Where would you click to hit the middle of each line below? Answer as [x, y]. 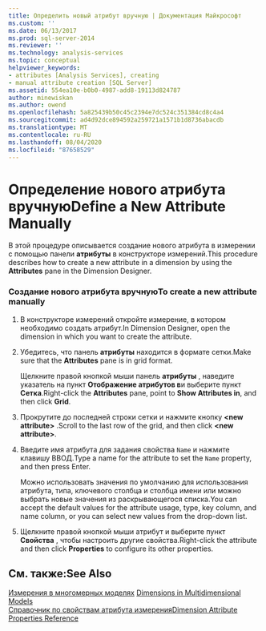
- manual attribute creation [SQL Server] [80, 82]
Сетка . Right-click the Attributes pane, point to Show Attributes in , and [138, 392]
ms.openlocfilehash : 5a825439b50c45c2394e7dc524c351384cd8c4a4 [116, 113]
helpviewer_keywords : [44, 68]
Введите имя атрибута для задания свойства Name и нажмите [125, 449]
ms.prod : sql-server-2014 [51, 38]
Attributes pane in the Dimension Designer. [80, 271]
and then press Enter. [55, 466]
